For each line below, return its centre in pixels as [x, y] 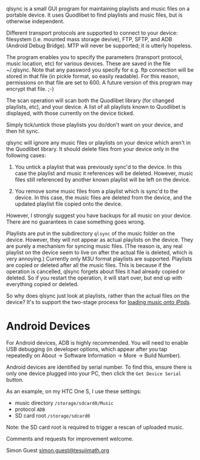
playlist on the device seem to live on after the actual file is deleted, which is [99, 252]
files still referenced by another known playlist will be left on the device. [102, 180]
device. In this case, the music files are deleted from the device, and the [103, 197]
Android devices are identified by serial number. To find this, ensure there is [99, 367]
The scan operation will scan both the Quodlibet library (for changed [90, 100]
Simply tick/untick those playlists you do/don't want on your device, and [95, 125]
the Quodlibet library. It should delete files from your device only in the [93, 149]
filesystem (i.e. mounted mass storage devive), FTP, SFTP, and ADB [89, 39]
